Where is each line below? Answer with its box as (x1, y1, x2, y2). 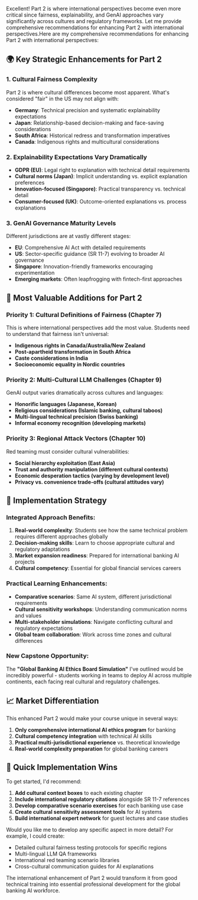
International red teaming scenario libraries (14, 857, 120, 864)
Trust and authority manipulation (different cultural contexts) (14, 465, 168, 473)
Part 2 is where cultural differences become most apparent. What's (6, 88, 170, 96)
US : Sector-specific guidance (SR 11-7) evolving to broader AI (14, 251, 165, 258)
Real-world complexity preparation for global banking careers (14, 745, 168, 752)
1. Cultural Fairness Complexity (6, 75, 98, 84)
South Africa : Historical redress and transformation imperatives (14, 132, 170, 139)
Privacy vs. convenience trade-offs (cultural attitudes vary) (14, 478, 164, 486)
